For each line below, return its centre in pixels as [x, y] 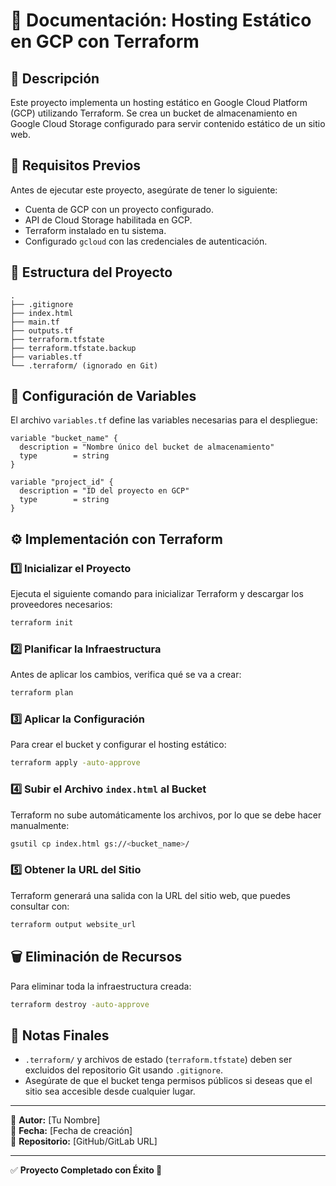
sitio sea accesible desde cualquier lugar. [110, 1091]
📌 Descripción [55, 78]
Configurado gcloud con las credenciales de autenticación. [146, 241]
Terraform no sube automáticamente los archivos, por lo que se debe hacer [166, 815]
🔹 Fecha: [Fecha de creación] [71, 1131]
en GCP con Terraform [105, 41]
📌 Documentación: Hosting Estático [161, 20]
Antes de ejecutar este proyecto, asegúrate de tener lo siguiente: [144, 190]
